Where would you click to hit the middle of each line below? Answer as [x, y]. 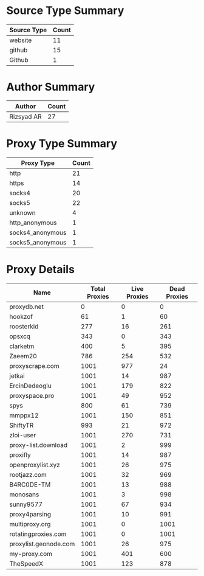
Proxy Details [40, 269]
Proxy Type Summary [62, 144]
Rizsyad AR [25, 116]
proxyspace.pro [32, 395]
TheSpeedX [26, 563]
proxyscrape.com [34, 366]
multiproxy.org [30, 524]
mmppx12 [24, 415]
